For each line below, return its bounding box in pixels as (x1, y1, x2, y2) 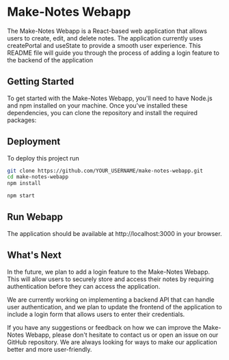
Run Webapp (7, 211, 64, 223)
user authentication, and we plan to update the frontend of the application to (7, 302, 222, 311)
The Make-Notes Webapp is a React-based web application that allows (7, 27, 207, 35)
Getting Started (7, 76, 75, 88)
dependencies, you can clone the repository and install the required (7, 108, 198, 117)
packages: (7, 116, 37, 124)
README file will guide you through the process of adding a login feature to (7, 49, 220, 57)
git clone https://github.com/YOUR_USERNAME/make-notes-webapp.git (7, 167, 204, 174)
